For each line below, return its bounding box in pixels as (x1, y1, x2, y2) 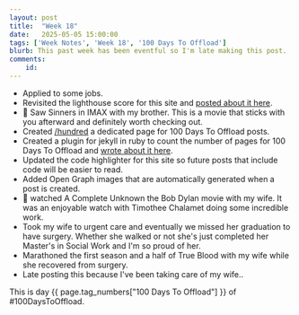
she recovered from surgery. (22, 259, 128, 270)
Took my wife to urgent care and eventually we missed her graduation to (22, 221, 291, 232)
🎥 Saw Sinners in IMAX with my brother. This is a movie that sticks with (22, 107, 286, 118)
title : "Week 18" (9, 22, 78, 31)
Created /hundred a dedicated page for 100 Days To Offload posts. (22, 126, 270, 136)
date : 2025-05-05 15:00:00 (9, 30, 119, 39)
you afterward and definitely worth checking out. (22, 116, 204, 127)
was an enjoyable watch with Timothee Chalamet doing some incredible (22, 202, 289, 213)
